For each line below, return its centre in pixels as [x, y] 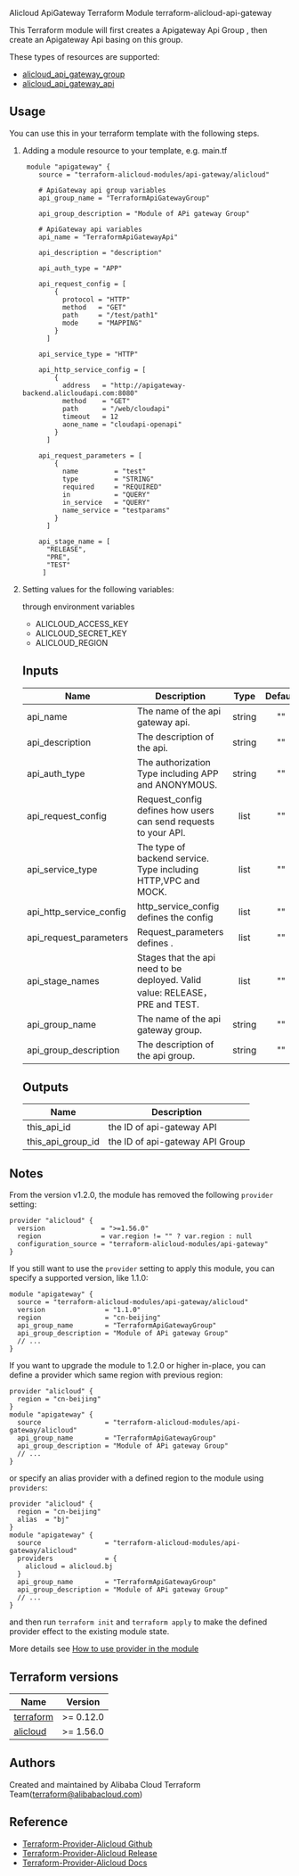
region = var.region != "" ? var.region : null [135, 1236]
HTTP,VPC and [168, 880]
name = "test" [104, 471]
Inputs [40, 671]
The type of [161, 847]
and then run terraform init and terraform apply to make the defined [138, 1622]
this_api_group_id [63, 1142]
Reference [39, 1822]
